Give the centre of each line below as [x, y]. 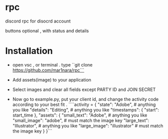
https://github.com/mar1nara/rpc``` [48, 70]
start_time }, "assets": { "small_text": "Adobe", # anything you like [80, 115]
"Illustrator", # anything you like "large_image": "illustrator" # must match [88, 125]
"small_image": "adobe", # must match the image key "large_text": [81, 120]
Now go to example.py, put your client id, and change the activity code [86, 99]
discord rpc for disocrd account [38, 21]
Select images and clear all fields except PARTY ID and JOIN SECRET [84, 89]
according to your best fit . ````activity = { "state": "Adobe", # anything [84, 104]
